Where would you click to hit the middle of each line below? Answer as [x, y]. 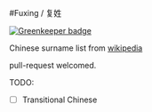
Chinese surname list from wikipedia [76, 48]
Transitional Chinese [60, 100]
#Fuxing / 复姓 [36, 13]
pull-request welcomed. [53, 65]
